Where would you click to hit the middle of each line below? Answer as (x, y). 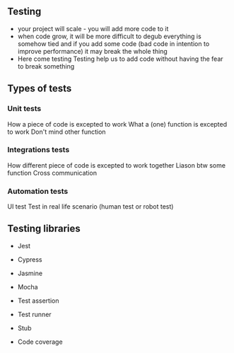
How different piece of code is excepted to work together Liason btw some (117, 165)
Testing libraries (44, 229)
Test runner (34, 314)
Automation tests (38, 191)
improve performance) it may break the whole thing (92, 51)
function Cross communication (52, 173)
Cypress (30, 259)
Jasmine (30, 273)
